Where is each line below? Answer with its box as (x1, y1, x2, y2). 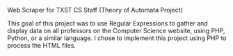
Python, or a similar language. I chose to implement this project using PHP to (7, 34, 227, 42)
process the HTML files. (7, 41, 77, 49)
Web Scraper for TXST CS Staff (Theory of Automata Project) (7, 6, 183, 14)
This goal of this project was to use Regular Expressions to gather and (7, 19, 209, 27)
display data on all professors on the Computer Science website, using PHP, (7, 27, 225, 35)
